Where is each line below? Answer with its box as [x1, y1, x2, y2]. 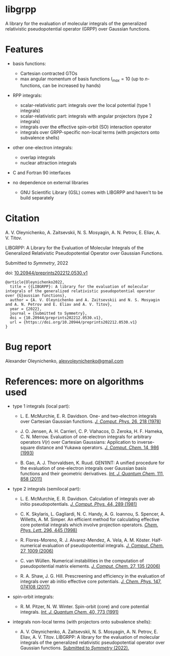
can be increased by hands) [42, 82, 101, 89]
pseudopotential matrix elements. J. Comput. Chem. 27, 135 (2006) [20, 563, 161, 569]
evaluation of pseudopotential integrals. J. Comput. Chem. [42, 543, 164, 549]
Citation [5, 212, 40, 224]
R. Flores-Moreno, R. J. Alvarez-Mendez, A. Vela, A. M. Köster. [20, 537, 151, 543]
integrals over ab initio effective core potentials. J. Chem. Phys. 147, [20, 579, 161, 585]
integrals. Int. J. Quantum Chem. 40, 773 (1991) [20, 609, 119, 615]
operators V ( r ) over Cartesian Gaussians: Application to [20, 439, 136, 445]
